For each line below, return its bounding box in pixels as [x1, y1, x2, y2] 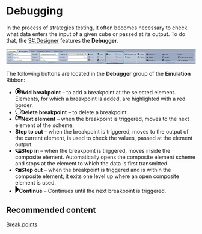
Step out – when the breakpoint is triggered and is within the [20, 167, 171, 174]
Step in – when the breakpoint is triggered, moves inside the [20, 147, 171, 155]
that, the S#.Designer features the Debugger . [6, 37, 119, 44]
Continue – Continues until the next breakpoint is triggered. [19, 188, 167, 195]
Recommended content [6, 205, 96, 215]
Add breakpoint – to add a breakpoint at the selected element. [20, 89, 176, 96]
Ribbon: [6, 76, 26, 84]
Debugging [6, 4, 63, 18]
